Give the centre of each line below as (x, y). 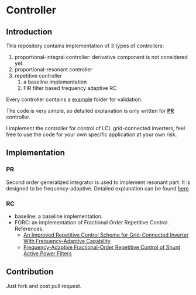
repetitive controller (38, 76)
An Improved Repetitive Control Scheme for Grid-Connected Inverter (106, 235)
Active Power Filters (47, 253)
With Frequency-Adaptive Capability (67, 241)
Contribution (30, 272)
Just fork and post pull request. (44, 286)
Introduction (29, 32)
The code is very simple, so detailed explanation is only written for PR (90, 111)
